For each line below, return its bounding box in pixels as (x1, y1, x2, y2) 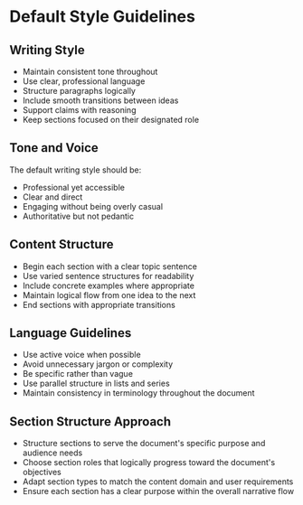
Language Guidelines (9, 325, 132, 341)
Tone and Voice (9, 140, 99, 155)
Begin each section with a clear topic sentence (22, 260, 197, 272)
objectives (22, 467, 62, 478)
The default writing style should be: (9, 164, 142, 175)
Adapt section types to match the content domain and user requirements (22, 476, 294, 487)
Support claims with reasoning (22, 105, 137, 115)
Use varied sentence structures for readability (22, 270, 194, 281)
